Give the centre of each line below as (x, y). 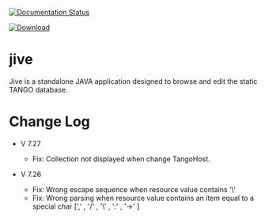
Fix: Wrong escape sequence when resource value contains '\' (134, 189)
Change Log (49, 122)
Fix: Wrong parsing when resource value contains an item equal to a (143, 198)
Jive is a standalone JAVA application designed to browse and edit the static (133, 81)
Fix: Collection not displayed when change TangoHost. (121, 159)
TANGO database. (38, 89)
